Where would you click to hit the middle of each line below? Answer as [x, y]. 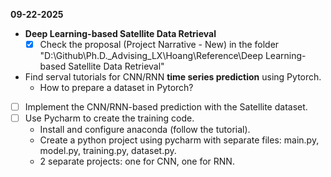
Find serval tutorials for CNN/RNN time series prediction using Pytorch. [173, 77]
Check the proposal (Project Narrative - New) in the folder [159, 44]
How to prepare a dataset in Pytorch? [116, 88]
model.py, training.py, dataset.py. [108, 151]
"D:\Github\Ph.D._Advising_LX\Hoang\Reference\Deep [151, 56]
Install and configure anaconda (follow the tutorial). [145, 130]
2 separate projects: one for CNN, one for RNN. [137, 161]
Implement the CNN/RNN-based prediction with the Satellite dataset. [166, 107]
